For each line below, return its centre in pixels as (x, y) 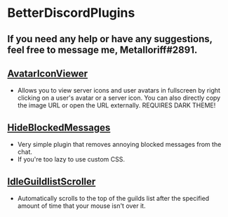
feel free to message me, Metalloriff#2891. (102, 50)
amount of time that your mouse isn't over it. (81, 206)
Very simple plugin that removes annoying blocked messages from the (119, 145)
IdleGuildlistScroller (52, 182)
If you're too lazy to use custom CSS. (71, 159)
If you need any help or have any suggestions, (110, 39)
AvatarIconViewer (48, 73)
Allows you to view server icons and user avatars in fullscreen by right (119, 91)
